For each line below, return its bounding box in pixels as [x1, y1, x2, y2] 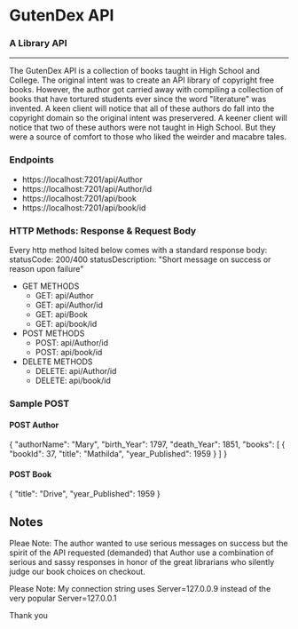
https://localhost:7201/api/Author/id [21, 183, 153, 194]
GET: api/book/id [35, 319, 98, 330]
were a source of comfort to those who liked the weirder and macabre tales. [9, 131, 286, 142]
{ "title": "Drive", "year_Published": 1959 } [9, 489, 161, 499]
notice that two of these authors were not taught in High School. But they [9, 122, 277, 133]
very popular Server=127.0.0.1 [9, 593, 117, 604]
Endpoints [9, 154, 55, 166]
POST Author [9, 419, 59, 430]
